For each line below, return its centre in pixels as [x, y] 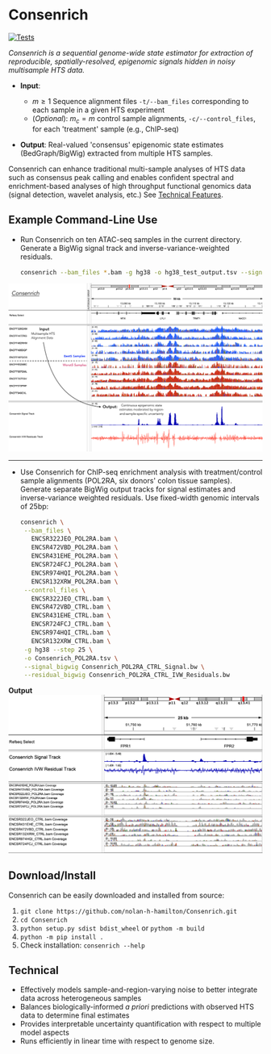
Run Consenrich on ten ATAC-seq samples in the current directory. [131, 239]
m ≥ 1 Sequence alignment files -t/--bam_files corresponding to [140, 101]
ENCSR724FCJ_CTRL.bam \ [71, 624]
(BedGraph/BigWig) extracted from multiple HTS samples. [117, 153]
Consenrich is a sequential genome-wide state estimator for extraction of [131, 52]
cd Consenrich [44, 920]
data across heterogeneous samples [81, 998]
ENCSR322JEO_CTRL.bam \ [71, 599]
